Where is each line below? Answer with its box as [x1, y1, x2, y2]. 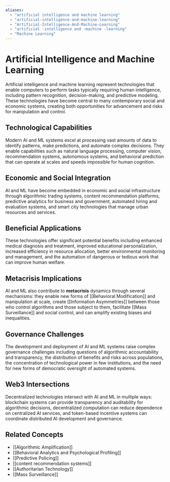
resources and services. [5, 209, 56, 215]
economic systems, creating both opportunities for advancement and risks [5, 103, 163, 109]
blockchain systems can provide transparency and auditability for [5, 399, 143, 405]
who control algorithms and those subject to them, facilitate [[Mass [5, 304, 147, 310]
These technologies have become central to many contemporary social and [5, 97, 165, 104]
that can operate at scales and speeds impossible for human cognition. [5, 158, 155, 165]
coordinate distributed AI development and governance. [5, 415, 123, 421]
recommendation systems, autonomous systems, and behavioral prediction [5, 153, 164, 159]
